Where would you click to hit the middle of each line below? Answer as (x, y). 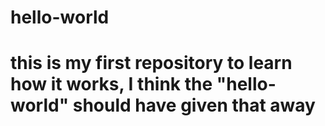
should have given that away (194, 105)
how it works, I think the (111, 84)
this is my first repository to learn (151, 63)
